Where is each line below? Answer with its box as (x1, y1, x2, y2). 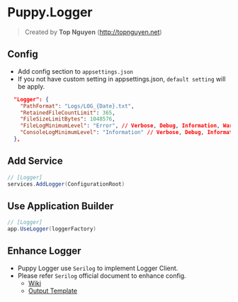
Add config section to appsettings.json (17, 67, 133, 75)
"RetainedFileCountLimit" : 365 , (20, 109, 115, 116)
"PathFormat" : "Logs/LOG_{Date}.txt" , (20, 102, 135, 110)
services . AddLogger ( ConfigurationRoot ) (7, 180, 125, 188)
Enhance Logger (7, 245, 81, 257)
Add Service (7, 155, 63, 167)
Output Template (28, 286, 78, 295)
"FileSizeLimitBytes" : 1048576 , (20, 116, 115, 123)
